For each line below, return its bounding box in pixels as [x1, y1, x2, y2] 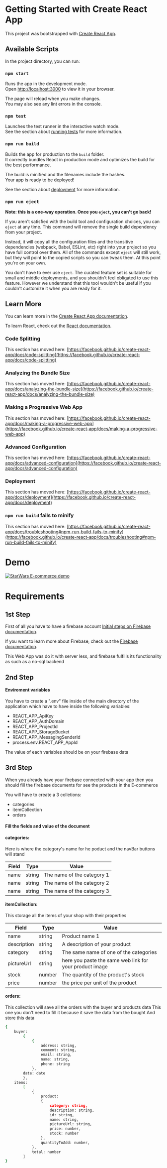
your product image [62, 963, 108, 970]
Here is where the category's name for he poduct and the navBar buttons [5, 845, 156, 852]
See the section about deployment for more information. [5, 186, 120, 192]
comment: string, [40, 1048, 77, 1052]
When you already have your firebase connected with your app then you [5, 777, 154, 783]
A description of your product [62, 940, 131, 947]
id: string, [49, 1112, 75, 1117]
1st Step [5, 610, 31, 619]
